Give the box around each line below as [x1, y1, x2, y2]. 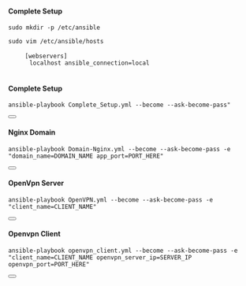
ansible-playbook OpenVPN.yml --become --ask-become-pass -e [8, 195, 214, 204]
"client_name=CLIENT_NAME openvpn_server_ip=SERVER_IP [8, 254, 192, 262]
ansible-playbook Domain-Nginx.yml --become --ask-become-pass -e [8, 145, 231, 153]
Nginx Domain [8, 128, 56, 137]
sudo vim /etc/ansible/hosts [8, 38, 104, 46]
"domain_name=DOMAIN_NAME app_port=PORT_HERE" [8, 152, 164, 160]
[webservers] [24, 52, 68, 61]
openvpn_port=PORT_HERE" [8, 261, 90, 269]
